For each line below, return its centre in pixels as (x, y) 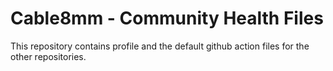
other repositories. (48, 56)
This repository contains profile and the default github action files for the (160, 46)
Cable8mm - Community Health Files (167, 18)
